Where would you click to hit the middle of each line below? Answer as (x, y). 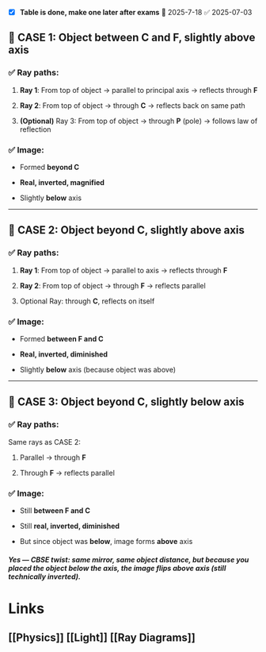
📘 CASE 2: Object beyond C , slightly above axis (127, 230)
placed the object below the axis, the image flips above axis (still (117, 568)
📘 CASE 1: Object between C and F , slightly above (132, 38)
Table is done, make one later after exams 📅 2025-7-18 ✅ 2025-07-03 (136, 12)
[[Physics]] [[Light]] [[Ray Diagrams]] (102, 638)
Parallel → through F (53, 457)
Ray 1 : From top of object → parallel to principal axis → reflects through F (139, 90)
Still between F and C (55, 511)
